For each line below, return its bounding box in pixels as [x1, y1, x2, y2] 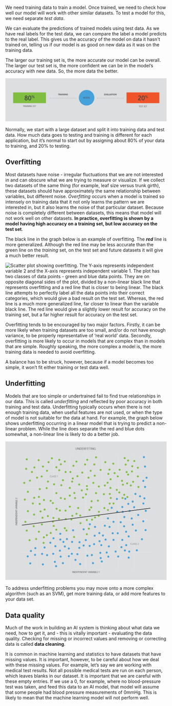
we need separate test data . [5, 15, 65, 21]
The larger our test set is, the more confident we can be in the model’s [5, 63, 154, 68]
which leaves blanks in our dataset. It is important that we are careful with [5, 673, 161, 679]
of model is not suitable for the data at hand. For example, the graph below [5, 414, 163, 421]
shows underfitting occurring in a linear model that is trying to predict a [5, 420, 156, 426]
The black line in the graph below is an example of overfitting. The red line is [5, 236, 167, 242]
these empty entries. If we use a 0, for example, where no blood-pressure [5, 678, 161, 684]
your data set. [5, 596, 35, 602]
